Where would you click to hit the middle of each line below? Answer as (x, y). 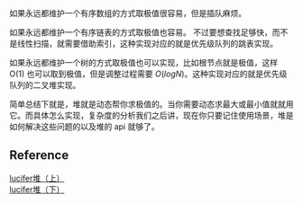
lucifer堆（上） (37, 178)
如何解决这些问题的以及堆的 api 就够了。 (84, 127)
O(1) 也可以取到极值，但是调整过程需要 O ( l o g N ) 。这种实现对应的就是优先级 (148, 74)
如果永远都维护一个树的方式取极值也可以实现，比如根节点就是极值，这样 (143, 62)
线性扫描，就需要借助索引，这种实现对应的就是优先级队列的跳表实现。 (147, 44)
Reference (39, 155)
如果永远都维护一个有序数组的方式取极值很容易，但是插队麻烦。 (128, 13)
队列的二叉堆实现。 (45, 85)
